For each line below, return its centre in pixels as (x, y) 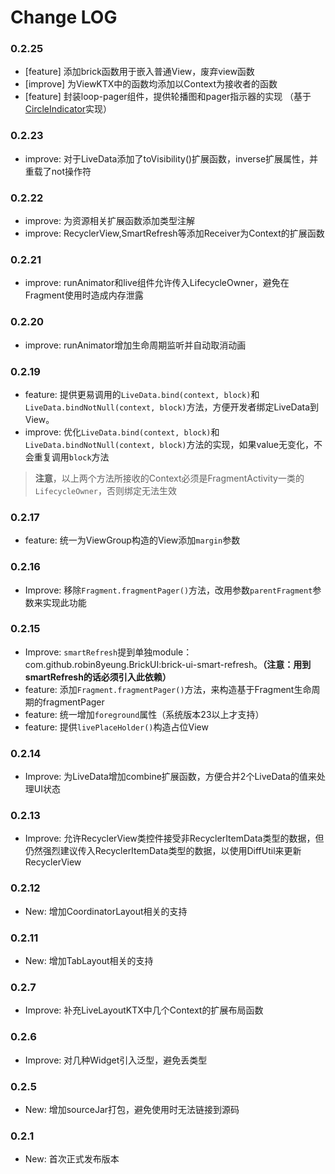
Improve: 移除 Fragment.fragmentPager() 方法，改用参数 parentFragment (168, 590)
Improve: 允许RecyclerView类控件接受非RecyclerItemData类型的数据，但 (174, 838)
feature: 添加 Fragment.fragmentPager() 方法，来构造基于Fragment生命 (168, 689)
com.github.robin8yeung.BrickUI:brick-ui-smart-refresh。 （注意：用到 (168, 664)
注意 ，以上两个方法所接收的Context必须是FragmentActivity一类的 (169, 478)
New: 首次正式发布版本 (72, 1159)
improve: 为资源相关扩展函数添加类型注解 (109, 221)
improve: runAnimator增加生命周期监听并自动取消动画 (135, 345)
